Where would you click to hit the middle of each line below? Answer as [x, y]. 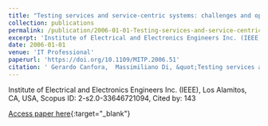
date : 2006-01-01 [37, 45]
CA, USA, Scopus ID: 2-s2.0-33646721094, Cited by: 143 [102, 98]
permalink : [26, 30]
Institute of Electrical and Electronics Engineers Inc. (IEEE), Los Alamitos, [128, 90]
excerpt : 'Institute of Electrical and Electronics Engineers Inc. [123, 38]
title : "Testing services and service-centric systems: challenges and [130, 15]
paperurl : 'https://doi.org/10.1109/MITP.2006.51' [94, 60]
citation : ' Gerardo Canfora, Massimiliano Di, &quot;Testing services [132, 67]
